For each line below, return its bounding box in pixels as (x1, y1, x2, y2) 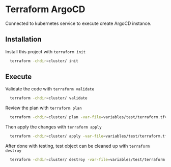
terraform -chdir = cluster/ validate (10, 95, 88, 101)
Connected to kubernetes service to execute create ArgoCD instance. (5, 20, 152, 26)
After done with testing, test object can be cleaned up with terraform (5, 143, 150, 149)
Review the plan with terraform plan (5, 105, 82, 111)
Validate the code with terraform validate (5, 86, 95, 92)
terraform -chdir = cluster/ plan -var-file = (10, 115, 103, 120)
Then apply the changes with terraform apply (5, 124, 102, 130)
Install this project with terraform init (5, 48, 86, 54)
